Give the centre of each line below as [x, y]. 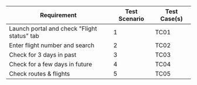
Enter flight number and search [52, 45]
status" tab [24, 36]
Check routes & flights [40, 74]
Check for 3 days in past [43, 55]
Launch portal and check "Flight [53, 29]
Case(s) [171, 19]
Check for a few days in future [51, 64]
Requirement [59, 15]
